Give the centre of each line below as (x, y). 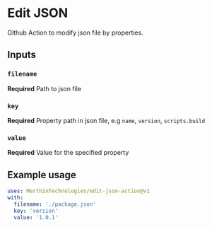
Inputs (22, 55)
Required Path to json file (45, 88)
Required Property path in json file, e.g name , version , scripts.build (106, 120)
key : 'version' (36, 211)
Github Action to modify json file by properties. (75, 33)
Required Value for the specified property (68, 153)
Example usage (42, 175)
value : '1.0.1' (36, 217)
